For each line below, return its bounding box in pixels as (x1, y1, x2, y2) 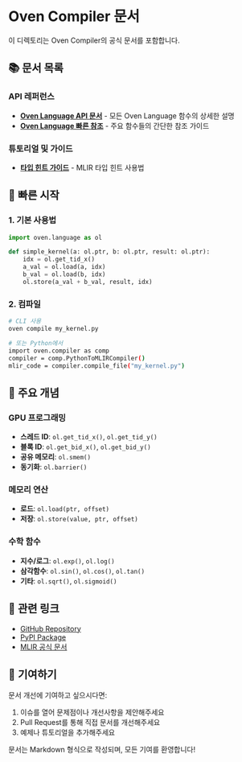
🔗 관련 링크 (8, 602, 60, 616)
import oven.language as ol (8, 233, 103, 241)
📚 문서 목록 (8, 61, 64, 75)
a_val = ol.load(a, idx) (23, 263, 106, 271)
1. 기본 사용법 (8, 215, 57, 226)
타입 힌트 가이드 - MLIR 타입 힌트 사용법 (19, 163, 145, 172)
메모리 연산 (8, 484, 49, 496)
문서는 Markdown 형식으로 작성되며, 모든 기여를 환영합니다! (8, 745, 195, 755)
